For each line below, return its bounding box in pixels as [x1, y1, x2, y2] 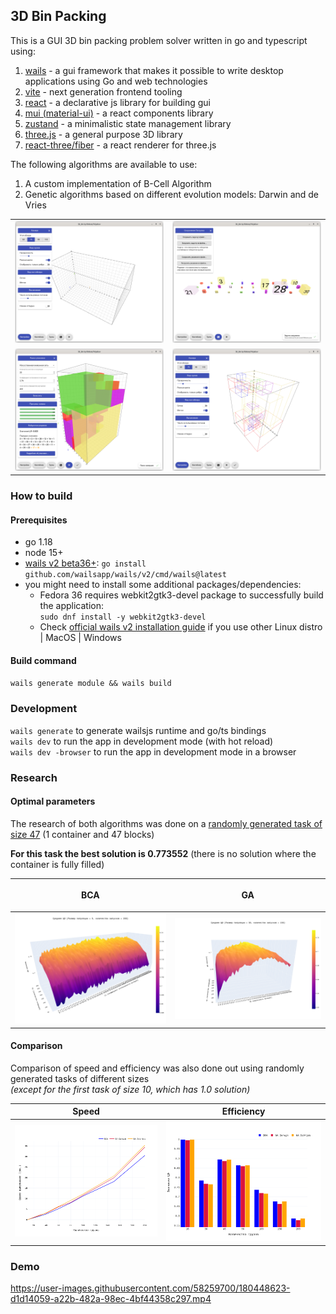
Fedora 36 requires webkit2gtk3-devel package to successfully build [39, 589, 324, 601]
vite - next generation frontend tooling [24, 85, 183, 98]
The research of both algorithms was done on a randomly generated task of [10, 817, 323, 829]
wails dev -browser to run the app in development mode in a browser [10, 745, 297, 758]
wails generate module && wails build [10, 679, 172, 689]
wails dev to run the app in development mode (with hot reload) [10, 735, 274, 747]
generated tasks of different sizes [10, 1072, 150, 1084]
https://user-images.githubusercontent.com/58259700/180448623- [10, 1282, 291, 1294]
